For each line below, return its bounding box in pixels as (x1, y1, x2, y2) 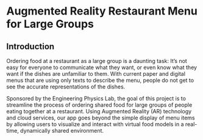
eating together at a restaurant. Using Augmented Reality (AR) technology (6, 108, 192, 115)
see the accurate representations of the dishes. (6, 83, 126, 90)
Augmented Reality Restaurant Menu (6, 4, 198, 18)
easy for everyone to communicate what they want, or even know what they (6, 64, 197, 71)
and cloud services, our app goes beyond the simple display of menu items (6, 114, 195, 121)
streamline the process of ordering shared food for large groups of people (6, 101, 193, 108)
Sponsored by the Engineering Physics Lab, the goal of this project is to (6, 95, 186, 102)
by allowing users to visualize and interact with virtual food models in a (6, 121, 184, 128)
